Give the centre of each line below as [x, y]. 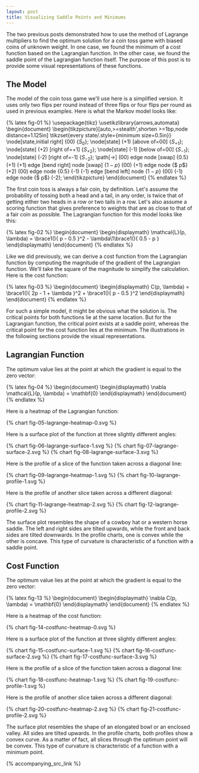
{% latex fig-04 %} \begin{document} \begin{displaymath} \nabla [86, 387]
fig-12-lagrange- [159, 504]
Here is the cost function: [37, 275]
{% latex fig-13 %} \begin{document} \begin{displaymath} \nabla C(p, [91, 598]
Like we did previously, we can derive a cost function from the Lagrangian [97, 256]
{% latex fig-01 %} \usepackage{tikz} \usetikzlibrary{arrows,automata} [93, 123]
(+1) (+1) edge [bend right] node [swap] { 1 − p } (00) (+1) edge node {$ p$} [97, 165]
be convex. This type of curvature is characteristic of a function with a [92, 746]
